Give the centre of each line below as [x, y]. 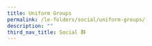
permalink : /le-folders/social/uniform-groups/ [76, 20]
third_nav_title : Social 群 [47, 32]
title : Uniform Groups [39, 13]
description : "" [30, 26]
